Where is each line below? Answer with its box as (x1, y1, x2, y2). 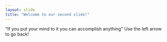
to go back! (5, 31, 29, 37)
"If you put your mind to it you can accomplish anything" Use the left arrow (5, 25, 162, 31)
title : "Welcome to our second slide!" (5, 12, 90, 17)
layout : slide (5, 7, 36, 12)
